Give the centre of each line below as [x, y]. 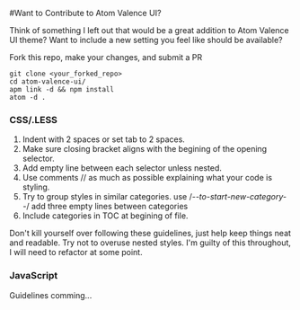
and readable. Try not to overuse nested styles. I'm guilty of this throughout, [150, 243]
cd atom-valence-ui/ [48, 82]
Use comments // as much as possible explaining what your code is [147, 178]
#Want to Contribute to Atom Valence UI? [85, 13]
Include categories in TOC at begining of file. [105, 216]
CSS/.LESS [34, 120]
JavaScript [34, 276]
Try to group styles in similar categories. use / [107, 197]
